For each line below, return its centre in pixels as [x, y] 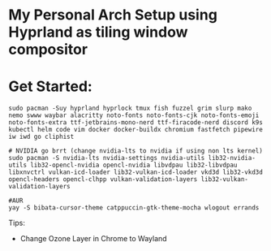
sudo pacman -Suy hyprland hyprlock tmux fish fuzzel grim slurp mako [130, 108]
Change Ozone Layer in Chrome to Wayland [94, 239]
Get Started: [51, 87]
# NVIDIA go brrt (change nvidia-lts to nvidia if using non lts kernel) [136, 151]
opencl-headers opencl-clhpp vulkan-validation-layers [103, 180]
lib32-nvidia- [232, 158]
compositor [48, 50]
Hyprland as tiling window [98, 32]
